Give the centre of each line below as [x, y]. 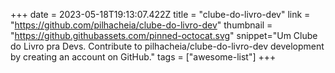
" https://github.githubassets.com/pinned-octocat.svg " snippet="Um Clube [164, 35]
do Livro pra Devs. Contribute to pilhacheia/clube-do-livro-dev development [167, 46]
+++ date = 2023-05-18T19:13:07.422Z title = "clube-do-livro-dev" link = [160, 14]
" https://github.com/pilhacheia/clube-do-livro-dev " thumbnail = [141, 25]
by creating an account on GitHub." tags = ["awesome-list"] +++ [143, 57]
